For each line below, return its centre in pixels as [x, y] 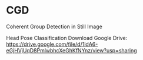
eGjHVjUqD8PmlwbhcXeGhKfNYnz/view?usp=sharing [71, 50]
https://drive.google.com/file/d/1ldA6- [52, 44]
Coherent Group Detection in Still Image [54, 26]
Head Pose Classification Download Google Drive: [67, 38]
